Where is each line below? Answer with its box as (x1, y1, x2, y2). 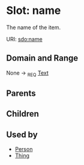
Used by (6, 129, 38, 140)
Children (6, 109, 39, 119)
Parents (6, 88, 36, 98)
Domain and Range (6, 53, 79, 64)
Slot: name (6, 4, 61, 18)
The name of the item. (6, 24, 61, 31)
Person (14, 146, 33, 153)
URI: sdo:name (6, 35, 43, 42)
